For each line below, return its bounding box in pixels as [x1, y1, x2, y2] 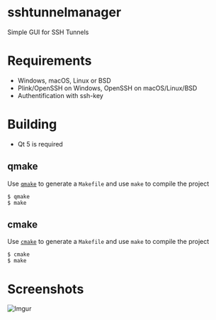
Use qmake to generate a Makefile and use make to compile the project [7, 179, 210, 188]
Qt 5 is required [17, 139, 64, 148]
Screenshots [7, 281, 84, 297]
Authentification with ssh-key [17, 91, 104, 100]
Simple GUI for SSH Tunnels [7, 28, 89, 36]
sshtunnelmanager [7, 4, 122, 21]
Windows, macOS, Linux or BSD [17, 76, 111, 85]
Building [7, 117, 57, 132]
